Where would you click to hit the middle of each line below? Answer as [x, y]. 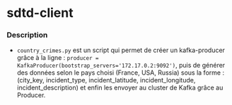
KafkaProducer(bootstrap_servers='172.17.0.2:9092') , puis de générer [121, 66]
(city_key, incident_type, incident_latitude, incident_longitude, [106, 80]
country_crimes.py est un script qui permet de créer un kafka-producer [121, 50]
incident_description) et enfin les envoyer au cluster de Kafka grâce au [120, 88]
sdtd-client [40, 13]
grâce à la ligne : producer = [58, 58]
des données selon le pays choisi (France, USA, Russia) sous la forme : [120, 73]
